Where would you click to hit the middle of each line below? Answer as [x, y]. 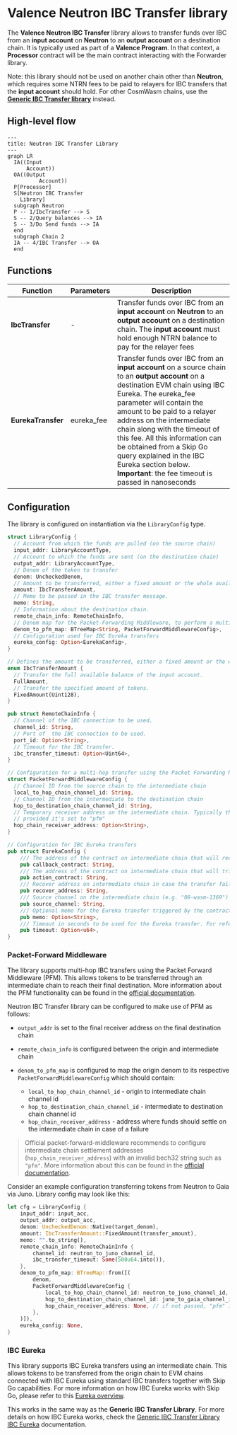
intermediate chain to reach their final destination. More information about [115, 986]
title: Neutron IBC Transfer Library [63, 144]
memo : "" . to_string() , [53, 1240]
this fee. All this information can [170, 438]
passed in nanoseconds [157, 482]
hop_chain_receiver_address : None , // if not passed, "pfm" [135, 1306]
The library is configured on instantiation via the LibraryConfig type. [107, 524]
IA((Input [28, 162]
